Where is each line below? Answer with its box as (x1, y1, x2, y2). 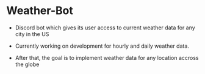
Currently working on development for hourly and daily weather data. (15, 42, 189, 50)
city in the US (15, 30, 49, 37)
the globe (15, 61, 40, 68)
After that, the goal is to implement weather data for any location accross (15, 54, 200, 61)
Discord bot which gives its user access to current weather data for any (15, 24, 195, 31)
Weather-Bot (6, 4, 73, 18)
